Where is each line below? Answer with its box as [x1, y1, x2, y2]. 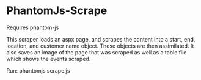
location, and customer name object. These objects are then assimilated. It [6, 42, 194, 49]
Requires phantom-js [6, 24, 59, 31]
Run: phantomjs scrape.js [6, 67, 70, 74]
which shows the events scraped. [6, 55, 91, 62]
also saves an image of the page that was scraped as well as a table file [6, 48, 187, 56]
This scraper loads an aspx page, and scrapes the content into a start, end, [6, 35, 196, 43]
